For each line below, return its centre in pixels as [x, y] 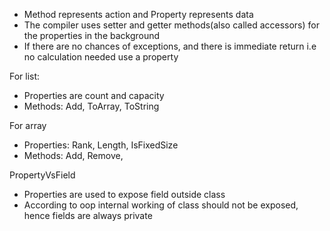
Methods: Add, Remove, [73, 155]
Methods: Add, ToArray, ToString [91, 106]
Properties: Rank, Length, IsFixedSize [101, 145]
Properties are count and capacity [94, 95]
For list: [25, 76]
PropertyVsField [42, 175]
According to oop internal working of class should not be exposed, [161, 205]
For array [28, 125]
